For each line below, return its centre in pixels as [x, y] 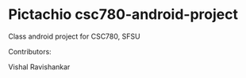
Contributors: [30, 51]
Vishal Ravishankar [39, 67]
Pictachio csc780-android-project [123, 15]
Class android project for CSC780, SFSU [74, 36]
